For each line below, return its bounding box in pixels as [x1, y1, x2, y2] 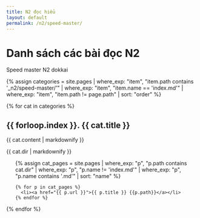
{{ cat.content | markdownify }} [6, 136, 84, 144]
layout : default [6, 15, 47, 21]
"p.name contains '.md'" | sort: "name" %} [15, 173, 121, 180]
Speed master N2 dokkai [6, 66, 68, 73]
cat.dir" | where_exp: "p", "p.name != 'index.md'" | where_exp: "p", [15, 166, 182, 173]
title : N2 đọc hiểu [6, 8, 56, 15]
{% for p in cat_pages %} [15, 184, 81, 191]
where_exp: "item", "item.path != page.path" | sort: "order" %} [6, 91, 162, 98]
